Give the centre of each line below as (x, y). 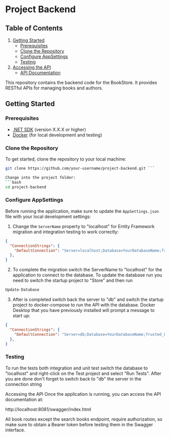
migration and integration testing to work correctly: (66, 232)
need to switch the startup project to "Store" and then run (73, 280)
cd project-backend (26, 187)
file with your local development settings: (48, 216)
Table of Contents (34, 28)
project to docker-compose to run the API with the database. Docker (84, 305)
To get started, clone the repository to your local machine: (66, 159)
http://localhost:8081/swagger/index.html (48, 409)
